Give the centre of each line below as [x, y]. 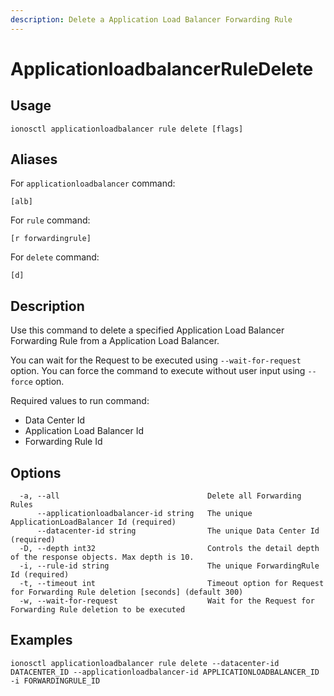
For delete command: [55, 257]
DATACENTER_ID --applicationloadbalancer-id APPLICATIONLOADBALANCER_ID [165, 672]
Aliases [34, 159]
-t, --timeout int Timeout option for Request [172, 584]
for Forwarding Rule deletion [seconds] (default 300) [127, 592]
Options [36, 472]
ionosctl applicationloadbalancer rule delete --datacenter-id [145, 663]
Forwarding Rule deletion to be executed [98, 610]
